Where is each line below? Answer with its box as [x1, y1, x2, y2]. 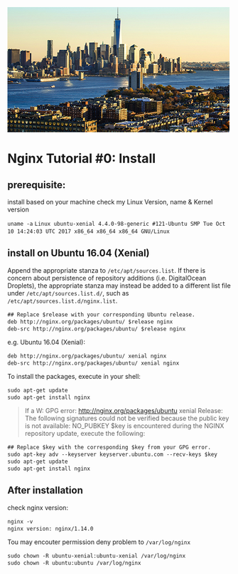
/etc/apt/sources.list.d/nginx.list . [7, 296, 118, 305]
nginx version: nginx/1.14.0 [7, 525, 94, 532]
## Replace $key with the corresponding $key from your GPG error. [7, 444, 212, 451]
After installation [7, 484, 83, 496]
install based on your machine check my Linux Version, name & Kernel [7, 198, 213, 206]
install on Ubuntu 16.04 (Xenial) [7, 247, 150, 259]
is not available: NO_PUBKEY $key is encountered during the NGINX [24, 421, 225, 430]
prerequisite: [7, 179, 66, 191]
